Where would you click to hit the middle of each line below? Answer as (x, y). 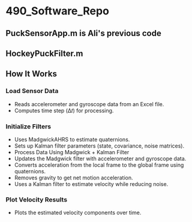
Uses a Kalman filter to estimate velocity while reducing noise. (91, 184)
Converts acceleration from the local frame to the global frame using (99, 165)
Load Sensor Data (32, 91)
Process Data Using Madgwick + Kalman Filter (72, 152)
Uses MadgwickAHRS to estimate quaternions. (72, 139)
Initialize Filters (28, 126)
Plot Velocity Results (36, 199)
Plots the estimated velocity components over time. (78, 213)
